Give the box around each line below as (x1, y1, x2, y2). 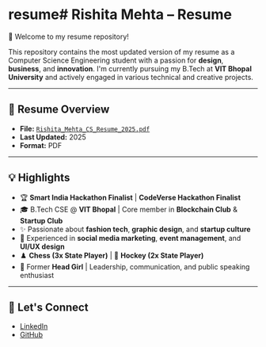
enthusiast (19, 270, 54, 280)
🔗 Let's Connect (8, 300, 89, 314)
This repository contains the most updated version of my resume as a (8, 47, 235, 56)
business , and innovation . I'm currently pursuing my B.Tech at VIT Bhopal (8, 63, 252, 73)
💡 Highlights (8, 171, 70, 185)
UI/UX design (19, 242, 65, 251)
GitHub (19, 330, 44, 340)
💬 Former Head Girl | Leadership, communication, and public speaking (19, 261, 250, 271)
